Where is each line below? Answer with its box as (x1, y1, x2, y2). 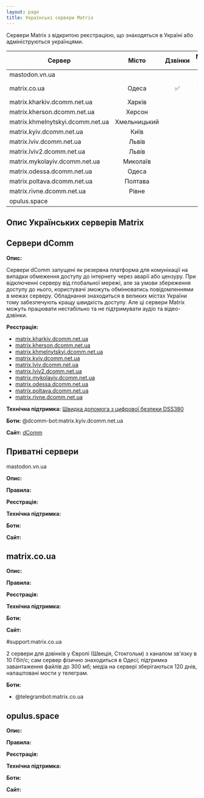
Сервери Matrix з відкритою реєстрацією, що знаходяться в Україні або (6, 31, 193, 38)
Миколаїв (123, 157, 151, 165)
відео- (164, 305, 181, 312)
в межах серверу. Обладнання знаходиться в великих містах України (6, 292, 187, 299)
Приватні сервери (6, 446, 79, 457)
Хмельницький (115, 117, 159, 126)
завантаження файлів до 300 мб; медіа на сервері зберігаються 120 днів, (6, 663, 197, 671)
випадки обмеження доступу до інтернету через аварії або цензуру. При (6, 273, 196, 280)
